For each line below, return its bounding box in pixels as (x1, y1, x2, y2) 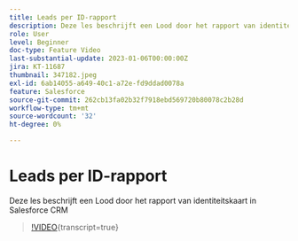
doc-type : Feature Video (9, 46, 101, 55)
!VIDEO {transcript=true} (30, 222, 120, 232)
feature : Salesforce (9, 87, 86, 96)
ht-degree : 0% (9, 120, 62, 129)
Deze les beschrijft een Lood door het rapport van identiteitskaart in (9, 195, 257, 206)
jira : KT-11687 (9, 63, 66, 72)
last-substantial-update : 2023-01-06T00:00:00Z (9, 54, 189, 63)
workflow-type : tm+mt (9, 104, 90, 113)
